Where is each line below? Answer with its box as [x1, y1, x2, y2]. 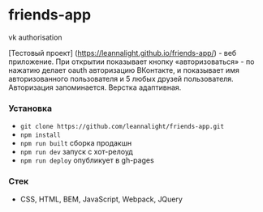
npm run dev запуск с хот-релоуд [19, 147, 134, 157]
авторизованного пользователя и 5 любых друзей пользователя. [8, 74, 234, 83]
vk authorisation [8, 32, 63, 42]
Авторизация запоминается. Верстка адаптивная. [8, 83, 182, 92]
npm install [19, 131, 61, 139]
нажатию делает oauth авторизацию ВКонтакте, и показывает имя [8, 65, 239, 74]
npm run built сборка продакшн [19, 138, 132, 148]
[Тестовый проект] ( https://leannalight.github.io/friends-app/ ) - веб [8, 48, 237, 57]
